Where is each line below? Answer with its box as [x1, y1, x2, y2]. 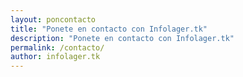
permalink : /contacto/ [10, 42, 105, 53]
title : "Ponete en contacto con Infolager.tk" [10, 24, 208, 34]
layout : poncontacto [10, 14, 97, 25]
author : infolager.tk [10, 52, 101, 62]
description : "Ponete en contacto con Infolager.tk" [10, 33, 235, 43]
